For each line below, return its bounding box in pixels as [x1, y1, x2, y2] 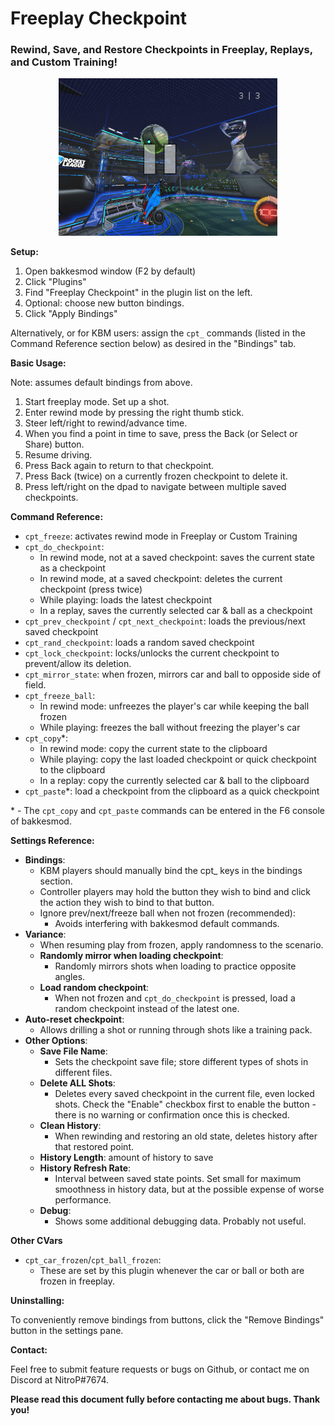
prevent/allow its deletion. [24, 658, 132, 670]
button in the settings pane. [10, 1325, 124, 1337]
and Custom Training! [10, 55, 118, 69]
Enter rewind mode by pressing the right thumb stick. [24, 407, 245, 419]
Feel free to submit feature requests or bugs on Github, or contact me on [10, 1363, 310, 1376]
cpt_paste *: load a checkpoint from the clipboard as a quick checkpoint [24, 785, 320, 797]
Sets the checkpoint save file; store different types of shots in [54, 1056, 309, 1068]
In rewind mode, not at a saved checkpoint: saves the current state [39, 552, 315, 564]
